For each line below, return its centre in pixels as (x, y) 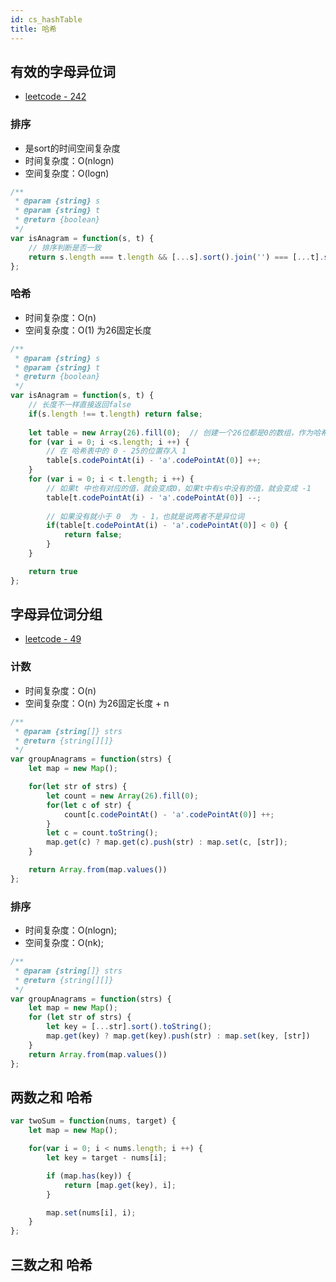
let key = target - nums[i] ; (107, 1158)
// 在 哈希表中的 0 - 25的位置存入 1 (116, 451)
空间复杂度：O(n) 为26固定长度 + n (97, 703)
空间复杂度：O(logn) (67, 173)
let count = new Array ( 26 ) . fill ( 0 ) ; (122, 796)
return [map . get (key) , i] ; (120, 1185)
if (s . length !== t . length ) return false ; (115, 414)
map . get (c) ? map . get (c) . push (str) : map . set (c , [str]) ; (167, 842)
